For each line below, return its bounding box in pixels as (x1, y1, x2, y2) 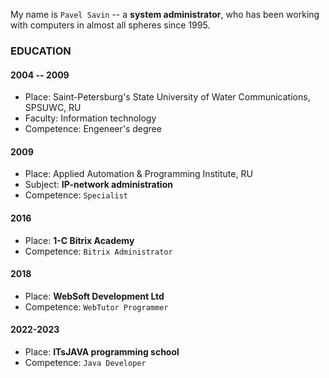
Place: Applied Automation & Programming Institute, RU (24, 168, 253, 180)
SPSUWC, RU (24, 102, 82, 114)
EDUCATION (10, 44, 72, 58)
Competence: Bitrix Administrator (24, 245, 173, 257)
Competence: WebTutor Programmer (24, 300, 169, 313)
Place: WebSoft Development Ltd (24, 290, 165, 302)
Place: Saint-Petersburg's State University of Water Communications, (24, 91, 311, 103)
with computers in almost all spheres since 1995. (10, 19, 211, 31)
